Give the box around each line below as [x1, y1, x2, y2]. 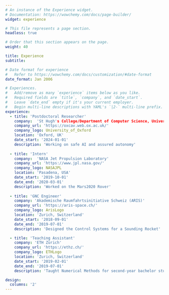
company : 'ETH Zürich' [14, 240, 62, 245]
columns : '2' [10, 282, 37, 287]
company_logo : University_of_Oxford [14, 128, 92, 133]
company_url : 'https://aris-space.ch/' [14, 203, 98, 208]
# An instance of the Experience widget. [5, 7, 94, 13]
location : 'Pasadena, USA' [14, 170, 71, 175]
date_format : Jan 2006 [5, 77, 53, 82]
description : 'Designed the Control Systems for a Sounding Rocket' [14, 226, 161, 231]
